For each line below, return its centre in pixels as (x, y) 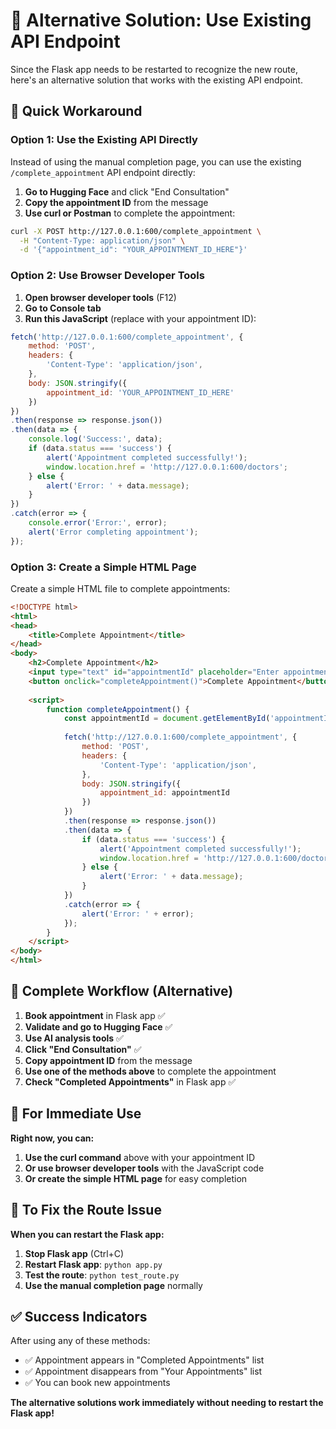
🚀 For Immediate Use (76, 1114)
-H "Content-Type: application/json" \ (102, 240)
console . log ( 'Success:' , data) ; (95, 439)
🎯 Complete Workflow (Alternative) (122, 991)
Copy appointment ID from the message (108, 1060)
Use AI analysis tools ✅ (74, 1038)
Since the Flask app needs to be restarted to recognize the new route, (154, 69)
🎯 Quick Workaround (76, 111)
